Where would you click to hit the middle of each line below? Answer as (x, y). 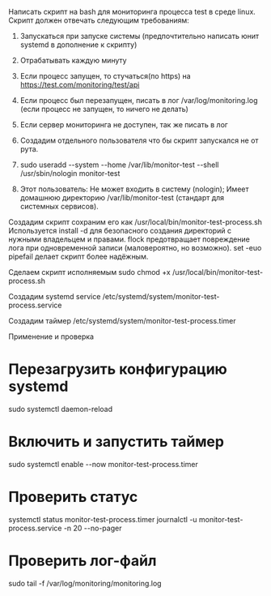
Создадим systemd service (55, 296)
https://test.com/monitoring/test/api (80, 85)
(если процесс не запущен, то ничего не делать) (104, 109)
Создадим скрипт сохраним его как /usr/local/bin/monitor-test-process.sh (135, 222)
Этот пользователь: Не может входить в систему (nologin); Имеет (134, 189)
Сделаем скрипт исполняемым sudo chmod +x (90, 272)
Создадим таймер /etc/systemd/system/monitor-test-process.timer (122, 321)
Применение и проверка (51, 337)
